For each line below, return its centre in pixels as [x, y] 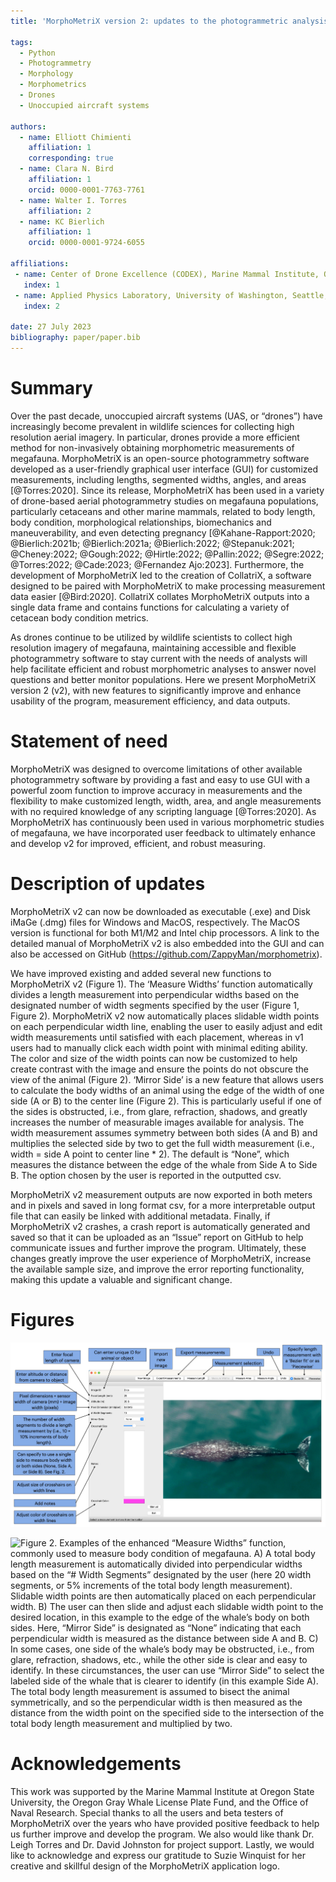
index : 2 [41, 306]
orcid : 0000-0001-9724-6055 [86, 243]
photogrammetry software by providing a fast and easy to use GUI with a [160, 779]
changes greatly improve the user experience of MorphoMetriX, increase [161, 1258]
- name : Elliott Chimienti [75, 137]
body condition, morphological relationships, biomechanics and [141, 522]
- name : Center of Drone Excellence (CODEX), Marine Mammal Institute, [167, 274]
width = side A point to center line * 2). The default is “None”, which [150, 1154]
